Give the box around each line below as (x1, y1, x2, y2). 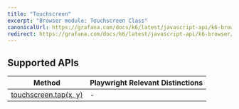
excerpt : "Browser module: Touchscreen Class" (7, 17, 148, 24)
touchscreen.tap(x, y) (11, 90, 83, 100)
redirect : (7, 30, 37, 38)
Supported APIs (7, 56, 80, 68)
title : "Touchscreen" (7, 10, 72, 18)
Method (33, 78, 60, 88)
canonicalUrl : (7, 24, 50, 31)
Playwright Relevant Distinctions (90, 78, 203, 88)
